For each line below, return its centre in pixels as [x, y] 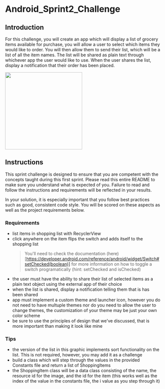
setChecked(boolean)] [47, 264]
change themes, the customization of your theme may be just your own [84, 311]
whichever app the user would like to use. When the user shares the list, [78, 60]
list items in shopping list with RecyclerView [56, 233]
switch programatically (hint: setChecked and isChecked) [83, 270]
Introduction [25, 27]
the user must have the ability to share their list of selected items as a [83, 279]
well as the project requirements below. [45, 210]
